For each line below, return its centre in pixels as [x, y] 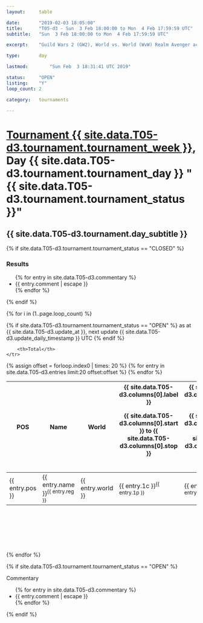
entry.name [58, 485]
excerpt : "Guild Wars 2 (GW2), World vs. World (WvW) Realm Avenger [98, 45]
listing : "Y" [27, 83]
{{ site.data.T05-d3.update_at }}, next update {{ [65, 331]
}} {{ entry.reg [58, 493]
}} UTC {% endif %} [100, 338]
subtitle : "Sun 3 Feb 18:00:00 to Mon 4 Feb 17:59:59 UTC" [88, 34]
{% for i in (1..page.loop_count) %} [49, 313]
